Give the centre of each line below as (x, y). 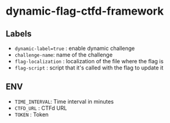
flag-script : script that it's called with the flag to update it (89, 68)
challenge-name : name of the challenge (64, 55)
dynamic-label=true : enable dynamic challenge (75, 48)
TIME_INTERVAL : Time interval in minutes (64, 101)
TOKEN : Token (31, 114)
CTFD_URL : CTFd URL (41, 108)
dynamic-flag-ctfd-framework (85, 11)
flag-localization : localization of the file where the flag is (89, 61)
